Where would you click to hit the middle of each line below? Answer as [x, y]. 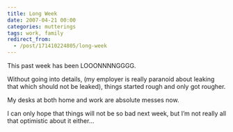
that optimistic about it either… [51, 121]
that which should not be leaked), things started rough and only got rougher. [116, 86]
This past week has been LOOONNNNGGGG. [72, 66]
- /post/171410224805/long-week [61, 46]
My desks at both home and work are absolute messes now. [93, 100]
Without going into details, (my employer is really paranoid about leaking [111, 79]
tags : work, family [35, 33]
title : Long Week [32, 14]
